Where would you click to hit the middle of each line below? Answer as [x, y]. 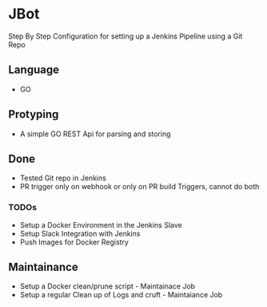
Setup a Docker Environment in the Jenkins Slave [101, 224]
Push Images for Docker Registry [74, 242]
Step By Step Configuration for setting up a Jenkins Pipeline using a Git [126, 36]
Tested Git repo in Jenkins [63, 178]
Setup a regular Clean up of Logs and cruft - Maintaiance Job [121, 295]
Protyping [34, 114]
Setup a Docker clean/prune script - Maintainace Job [108, 286]
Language [34, 70]
